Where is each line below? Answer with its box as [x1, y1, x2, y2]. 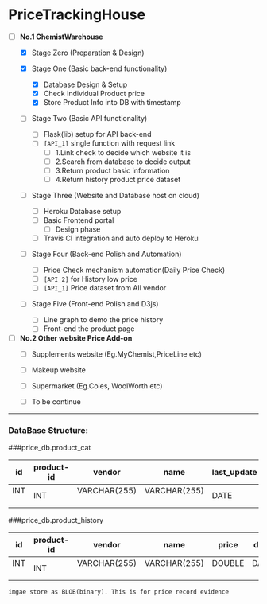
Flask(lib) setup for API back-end [43, 130, 152, 139]
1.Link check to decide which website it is [55, 147, 192, 157]
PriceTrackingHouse [8, 6, 145, 24]
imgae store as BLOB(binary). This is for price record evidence [8, 588, 229, 596]
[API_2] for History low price [43, 275, 137, 284]
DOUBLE [211, 558, 245, 569]
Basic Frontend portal [43, 215, 114, 224]
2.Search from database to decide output [55, 157, 191, 166]
